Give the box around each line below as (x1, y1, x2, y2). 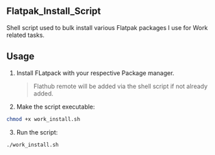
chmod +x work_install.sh (6, 115, 80, 122)
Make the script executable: (16, 102, 95, 111)
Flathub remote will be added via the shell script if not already (33, 82, 208, 90)
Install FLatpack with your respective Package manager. (16, 68, 175, 77)
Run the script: (16, 128, 58, 136)
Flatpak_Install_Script (6, 5, 101, 17)
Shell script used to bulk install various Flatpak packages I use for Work (6, 23, 208, 31)
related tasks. (6, 31, 45, 39)
